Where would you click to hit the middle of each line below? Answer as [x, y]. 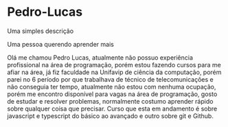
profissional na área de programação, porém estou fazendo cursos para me [114, 65]
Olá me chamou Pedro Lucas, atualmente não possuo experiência [100, 57]
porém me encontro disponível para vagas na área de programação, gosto [112, 94]
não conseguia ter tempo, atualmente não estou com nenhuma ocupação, [112, 86]
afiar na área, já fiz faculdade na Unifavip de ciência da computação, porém [114, 72]
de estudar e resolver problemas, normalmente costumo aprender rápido [110, 101]
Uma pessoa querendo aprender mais [61, 44]
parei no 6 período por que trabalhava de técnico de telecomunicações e [111, 79]
